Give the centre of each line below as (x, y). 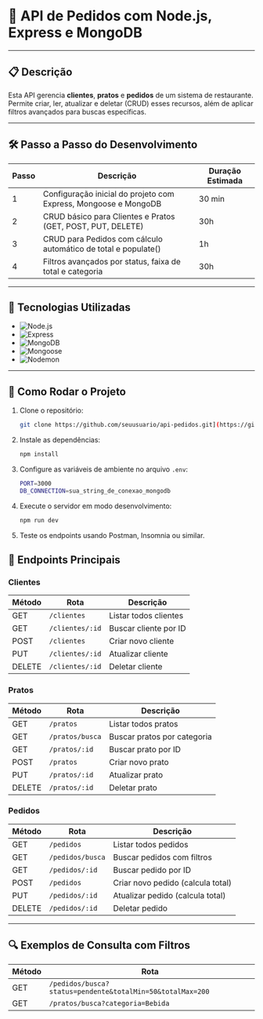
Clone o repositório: (51, 410)
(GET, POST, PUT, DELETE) (93, 226)
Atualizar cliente (139, 654)
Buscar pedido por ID (152, 870)
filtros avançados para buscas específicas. (77, 111)
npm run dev (39, 520)
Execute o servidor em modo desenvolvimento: (95, 506)
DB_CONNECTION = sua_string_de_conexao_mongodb (95, 491)
